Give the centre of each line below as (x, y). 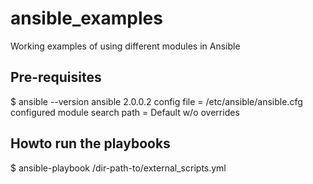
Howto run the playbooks (90, 143)
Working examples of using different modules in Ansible (125, 46)
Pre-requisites (56, 77)
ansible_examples (86, 18)
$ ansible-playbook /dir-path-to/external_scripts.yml (118, 168)
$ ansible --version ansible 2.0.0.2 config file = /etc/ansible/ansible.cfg (156, 101)
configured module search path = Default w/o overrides (125, 112)
